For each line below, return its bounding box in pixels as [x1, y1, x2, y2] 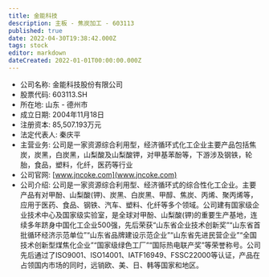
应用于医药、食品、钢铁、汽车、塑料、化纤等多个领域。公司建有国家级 [19, 200, 253, 210]
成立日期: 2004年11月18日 [19, 109, 104, 119]
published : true [8, 26, 63, 35]
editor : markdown [8, 49, 67, 57]
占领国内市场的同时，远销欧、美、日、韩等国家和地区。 [19, 260, 203, 270]
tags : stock [8, 42, 48, 50]
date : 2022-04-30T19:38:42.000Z [8, 34, 116, 43]
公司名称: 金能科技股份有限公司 [19, 79, 123, 89]
